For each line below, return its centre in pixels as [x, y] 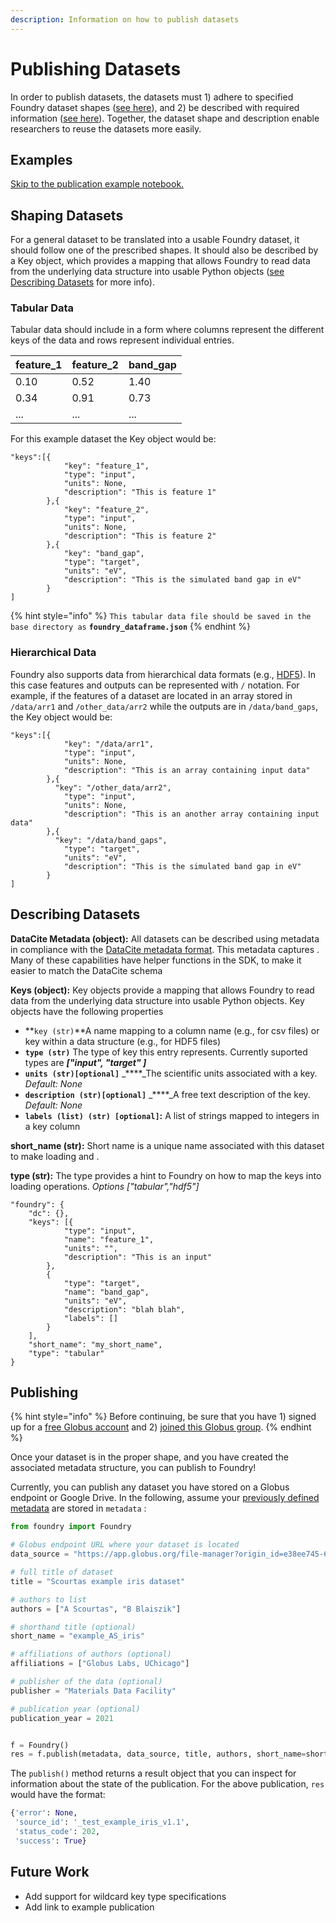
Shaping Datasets [67, 215]
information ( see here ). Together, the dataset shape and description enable [165, 118]
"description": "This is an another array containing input [191, 814]
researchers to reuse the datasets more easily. [106, 128]
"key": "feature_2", [106, 510]
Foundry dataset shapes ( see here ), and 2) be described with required [155, 107]
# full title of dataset [62, 1572]
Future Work [50, 1872]
